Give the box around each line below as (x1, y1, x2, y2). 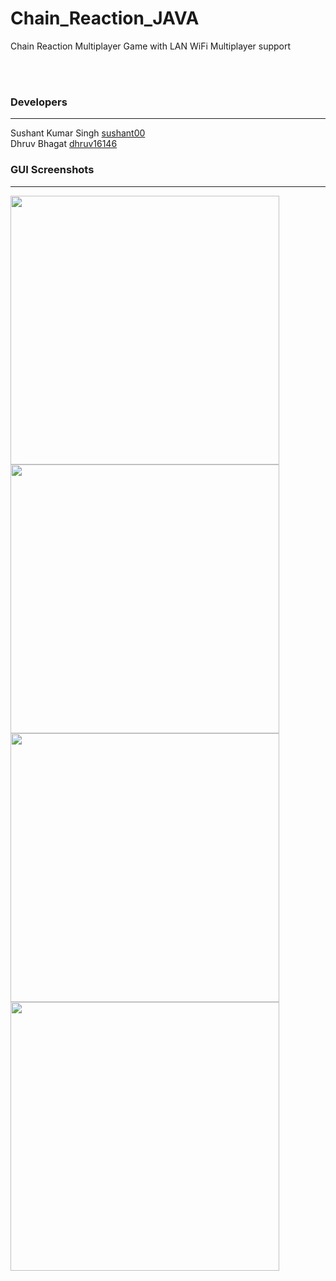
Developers (10, 95, 68, 109)
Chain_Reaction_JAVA (10, 7, 200, 30)
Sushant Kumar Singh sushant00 (10, 127, 146, 139)
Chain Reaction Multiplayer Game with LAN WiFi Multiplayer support (10, 40, 292, 52)
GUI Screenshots (10, 163, 95, 177)
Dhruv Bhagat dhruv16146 (10, 138, 118, 150)
